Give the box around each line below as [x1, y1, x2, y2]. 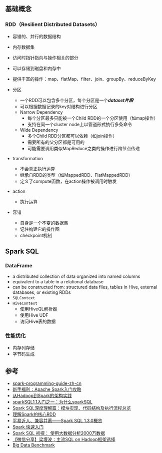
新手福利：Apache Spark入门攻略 [12, 386, 81, 392]
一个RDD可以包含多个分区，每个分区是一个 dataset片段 [19, 97, 133, 103]
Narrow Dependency [19, 109, 63, 115]
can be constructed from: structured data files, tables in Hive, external [12, 284, 157, 290]
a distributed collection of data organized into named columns [12, 273, 140, 279]
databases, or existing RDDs [12, 289, 71, 295]
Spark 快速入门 [12, 424, 44, 430]
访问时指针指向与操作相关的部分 [12, 55, 78, 61]
